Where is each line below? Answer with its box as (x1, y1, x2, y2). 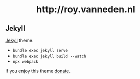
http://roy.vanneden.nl (36, 4, 135, 15)
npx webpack (12, 59, 38, 64)
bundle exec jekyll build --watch (12, 54, 86, 59)
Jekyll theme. (5, 37, 34, 43)
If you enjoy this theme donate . (5, 68, 71, 74)
